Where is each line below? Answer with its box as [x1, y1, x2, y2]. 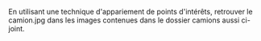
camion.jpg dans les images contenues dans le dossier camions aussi [8, 15, 240, 25]
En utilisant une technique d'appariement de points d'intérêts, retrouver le [8, 7, 253, 16]
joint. [8, 24, 26, 33]
